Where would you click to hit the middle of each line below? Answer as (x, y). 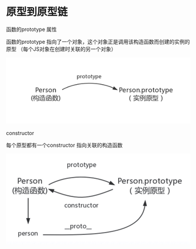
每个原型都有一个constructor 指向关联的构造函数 (64, 145)
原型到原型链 (37, 12)
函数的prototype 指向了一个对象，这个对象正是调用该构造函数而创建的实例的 (98, 41)
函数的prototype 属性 (32, 29)
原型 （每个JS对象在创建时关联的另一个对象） (61, 49)
